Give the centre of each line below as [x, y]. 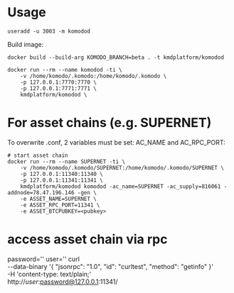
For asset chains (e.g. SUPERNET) [110, 123]
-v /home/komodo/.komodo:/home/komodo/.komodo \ [94, 76]
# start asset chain [38, 155]
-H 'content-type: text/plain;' [49, 274]
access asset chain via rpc [87, 239]
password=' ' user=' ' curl [44, 259]
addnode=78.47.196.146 [41, 192]
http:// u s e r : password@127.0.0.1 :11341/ [63, 282]
